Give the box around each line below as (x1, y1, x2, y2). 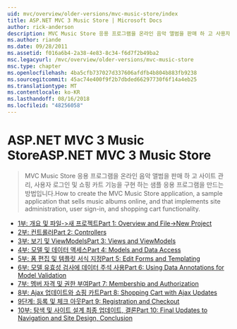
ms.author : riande (7, 37, 61, 44)
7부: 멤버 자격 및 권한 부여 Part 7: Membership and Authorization (17, 279, 199, 287)
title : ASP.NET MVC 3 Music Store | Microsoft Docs (7, 17, 162, 24)
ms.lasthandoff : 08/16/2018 (7, 96, 90, 103)
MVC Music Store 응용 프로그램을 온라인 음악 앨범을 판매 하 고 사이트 (24, 171, 217, 180)
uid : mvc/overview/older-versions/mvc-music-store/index (7, 10, 178, 18)
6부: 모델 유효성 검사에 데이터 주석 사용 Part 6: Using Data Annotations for (17, 263, 224, 271)
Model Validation (17, 271, 67, 279)
